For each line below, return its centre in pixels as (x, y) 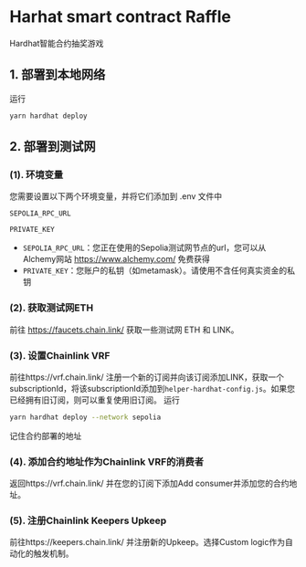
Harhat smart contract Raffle (120, 17)
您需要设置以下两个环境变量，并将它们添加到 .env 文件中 (116, 196)
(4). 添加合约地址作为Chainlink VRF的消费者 (106, 461)
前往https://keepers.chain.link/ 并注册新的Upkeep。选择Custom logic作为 (148, 542)
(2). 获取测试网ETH (52, 308)
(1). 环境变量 (37, 174)
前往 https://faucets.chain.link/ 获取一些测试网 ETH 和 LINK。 (124, 330)
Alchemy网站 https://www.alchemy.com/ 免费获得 (116, 259)
